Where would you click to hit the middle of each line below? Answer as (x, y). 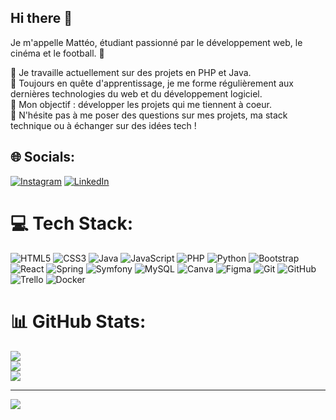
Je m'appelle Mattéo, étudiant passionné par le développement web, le (156, 42)
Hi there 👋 (41, 18)
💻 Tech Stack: (72, 223)
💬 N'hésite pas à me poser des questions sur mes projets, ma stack (149, 115)
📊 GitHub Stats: (78, 321)
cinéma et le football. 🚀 (57, 53)
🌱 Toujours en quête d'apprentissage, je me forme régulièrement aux (152, 83)
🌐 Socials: (43, 157)
